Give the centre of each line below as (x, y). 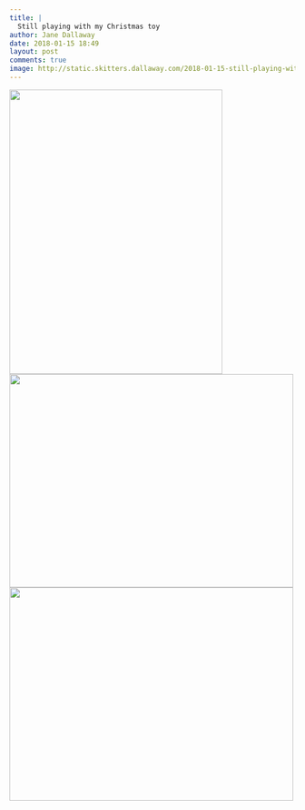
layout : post (34, 52)
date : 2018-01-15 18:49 (54, 43)
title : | (26, 18)
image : (22, 69)
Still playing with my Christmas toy (89, 26)
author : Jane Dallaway (52, 35)
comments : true (38, 60)
